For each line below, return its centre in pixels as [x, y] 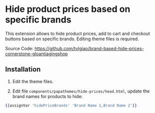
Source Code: [19, 48]
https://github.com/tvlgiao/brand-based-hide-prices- [89, 48]
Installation [23, 69]
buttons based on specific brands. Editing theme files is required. [72, 39]
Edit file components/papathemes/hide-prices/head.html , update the [81, 91]
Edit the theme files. [33, 81]
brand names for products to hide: [48, 96]
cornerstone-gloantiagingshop [37, 54]
